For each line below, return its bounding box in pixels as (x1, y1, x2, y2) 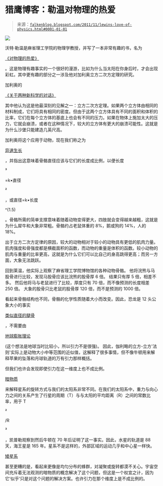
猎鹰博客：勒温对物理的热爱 (5, 4, 116, 16)
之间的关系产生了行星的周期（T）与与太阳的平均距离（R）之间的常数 (9, 392, 147, 398)
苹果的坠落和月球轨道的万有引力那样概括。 (9, 355, 95, 361)
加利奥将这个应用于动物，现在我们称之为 (5, 137, 86, 143)
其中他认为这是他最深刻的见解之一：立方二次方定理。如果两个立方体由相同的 (5, 102, 158, 108)
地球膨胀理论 (5, 333, 31, 339)
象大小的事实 (5, 302, 31, 308)
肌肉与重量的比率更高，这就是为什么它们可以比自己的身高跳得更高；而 (5, 251, 146, 257)
